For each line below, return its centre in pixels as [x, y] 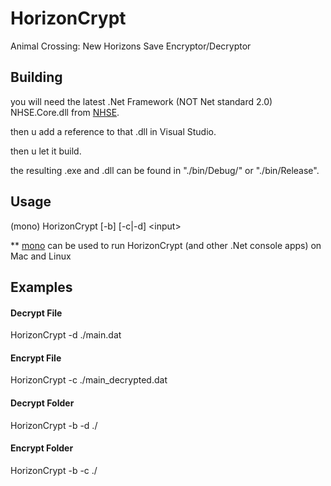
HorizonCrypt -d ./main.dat [66, 335]
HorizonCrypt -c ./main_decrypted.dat [89, 380]
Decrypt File [36, 313]
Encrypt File [36, 358]
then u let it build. [46, 151]
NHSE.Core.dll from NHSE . [65, 112]
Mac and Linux [41, 256]
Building [36, 77]
